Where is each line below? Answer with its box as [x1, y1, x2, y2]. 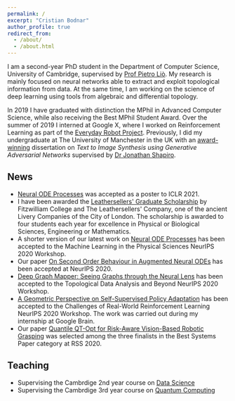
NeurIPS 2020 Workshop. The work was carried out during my [17, 309, 199, 317]
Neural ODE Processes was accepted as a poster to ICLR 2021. [17, 189, 200, 198]
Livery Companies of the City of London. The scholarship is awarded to [17, 212, 224, 220]
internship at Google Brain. [17, 317, 95, 325]
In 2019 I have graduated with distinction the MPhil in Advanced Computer [7, 106, 222, 114]
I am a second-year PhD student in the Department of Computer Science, [7, 63, 220, 70]
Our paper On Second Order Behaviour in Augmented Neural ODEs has [17, 257, 223, 265]
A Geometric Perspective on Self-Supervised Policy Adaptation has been [17, 294, 229, 303]
